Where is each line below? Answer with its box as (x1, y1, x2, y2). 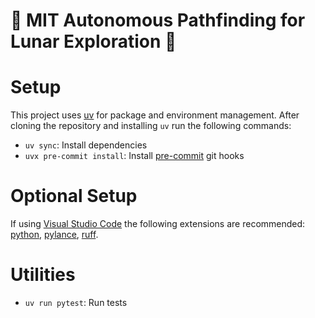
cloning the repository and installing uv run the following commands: (10, 120, 292, 132)
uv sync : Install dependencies (24, 139, 148, 151)
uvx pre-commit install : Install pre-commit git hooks (24, 150, 245, 162)
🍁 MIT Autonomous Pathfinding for (10, 9, 306, 32)
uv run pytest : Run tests (24, 297, 128, 308)
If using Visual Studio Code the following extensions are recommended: (10, 218, 306, 230)
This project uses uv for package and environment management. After (10, 109, 300, 121)
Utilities (10, 264, 76, 286)
